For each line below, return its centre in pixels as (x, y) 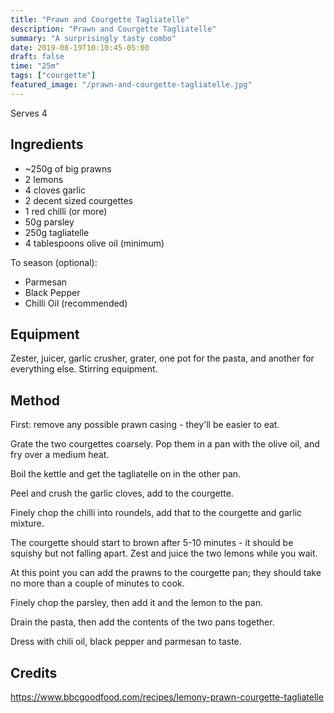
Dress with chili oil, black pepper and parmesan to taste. (126, 642)
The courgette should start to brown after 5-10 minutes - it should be (152, 543)
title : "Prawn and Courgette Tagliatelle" (100, 19)
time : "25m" (35, 66)
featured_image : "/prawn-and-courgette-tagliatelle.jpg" (131, 85)
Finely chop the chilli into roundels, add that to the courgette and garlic (156, 513)
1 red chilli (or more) (66, 211)
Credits (34, 672)
